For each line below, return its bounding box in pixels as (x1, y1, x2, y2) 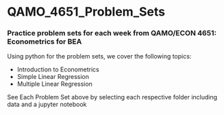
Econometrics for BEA (7, 37, 82, 46)
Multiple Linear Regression (16, 80, 92, 88)
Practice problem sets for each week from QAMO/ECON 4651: (7, 29, 217, 38)
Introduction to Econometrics (16, 65, 99, 73)
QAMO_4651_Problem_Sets (7, 4, 166, 20)
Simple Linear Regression (16, 73, 90, 81)
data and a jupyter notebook (7, 100, 87, 109)
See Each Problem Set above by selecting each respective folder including (7, 93, 218, 101)
